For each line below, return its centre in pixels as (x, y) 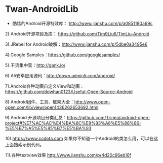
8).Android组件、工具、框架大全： (40, 101)
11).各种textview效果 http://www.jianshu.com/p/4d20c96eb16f (68, 155)
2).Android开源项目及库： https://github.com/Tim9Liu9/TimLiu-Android (77, 33)
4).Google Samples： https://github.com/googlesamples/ (63, 55)
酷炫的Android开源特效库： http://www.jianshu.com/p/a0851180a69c (82, 23)
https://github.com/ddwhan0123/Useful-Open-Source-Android (69, 92)
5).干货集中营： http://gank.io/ (35, 65)
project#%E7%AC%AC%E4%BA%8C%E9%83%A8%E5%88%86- (73, 123)
